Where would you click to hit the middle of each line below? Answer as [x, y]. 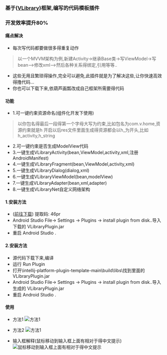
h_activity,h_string [36, 136]
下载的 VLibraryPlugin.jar [38, 227]
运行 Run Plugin [29, 264]
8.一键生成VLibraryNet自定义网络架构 [51, 189]
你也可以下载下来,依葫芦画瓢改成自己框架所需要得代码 [68, 88]
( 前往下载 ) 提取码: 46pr [36, 214]
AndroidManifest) [30, 158]
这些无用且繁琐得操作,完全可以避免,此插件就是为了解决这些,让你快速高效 [87, 76]
